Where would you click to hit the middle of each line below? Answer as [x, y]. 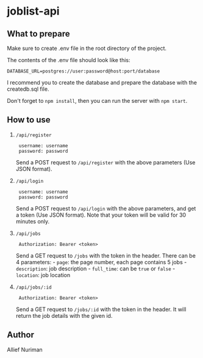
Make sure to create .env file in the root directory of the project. [87, 48]
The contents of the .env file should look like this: [69, 60]
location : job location [43, 275]
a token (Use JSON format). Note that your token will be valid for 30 [101, 215]
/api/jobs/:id [34, 287]
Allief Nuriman [25, 349]
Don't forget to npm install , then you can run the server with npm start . [97, 101]
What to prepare [39, 34]
